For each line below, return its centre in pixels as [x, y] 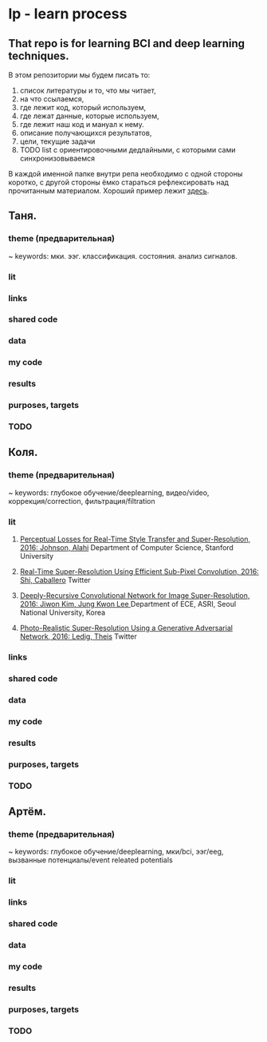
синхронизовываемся [57, 158]
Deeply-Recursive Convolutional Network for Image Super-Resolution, [135, 596]
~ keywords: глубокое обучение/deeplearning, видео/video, [109, 493]
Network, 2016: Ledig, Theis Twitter [79, 636]
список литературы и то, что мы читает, [88, 90]
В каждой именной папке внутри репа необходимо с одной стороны [126, 174]
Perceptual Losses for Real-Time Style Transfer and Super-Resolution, [135, 539]
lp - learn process [68, 14]
